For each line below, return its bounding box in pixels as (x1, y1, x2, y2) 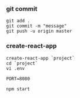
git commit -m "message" (6, 23, 67, 29)
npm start (6, 86, 31, 92)
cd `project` (6, 60, 38, 66)
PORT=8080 (6, 76, 31, 82)
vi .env (6, 65, 25, 72)
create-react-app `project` (6, 55, 75, 61)
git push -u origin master (6, 28, 72, 34)
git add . (6, 18, 31, 24)
